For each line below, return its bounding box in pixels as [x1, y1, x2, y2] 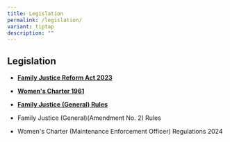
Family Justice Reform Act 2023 [17, 73, 113, 82]
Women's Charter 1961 [17, 87, 85, 96]
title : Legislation [7, 10, 64, 17]
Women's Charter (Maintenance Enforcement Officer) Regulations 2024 [17, 127, 223, 136]
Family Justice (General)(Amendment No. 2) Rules [17, 114, 161, 122]
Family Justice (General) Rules [17, 100, 108, 109]
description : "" [7, 29, 54, 37]
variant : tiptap [7, 23, 54, 30]
